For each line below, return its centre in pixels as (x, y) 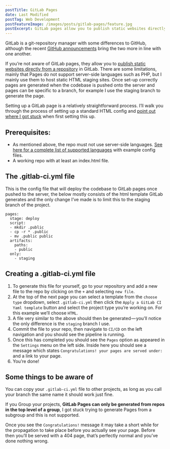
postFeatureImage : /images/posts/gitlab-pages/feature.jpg (69, 24)
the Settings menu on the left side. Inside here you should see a (79, 345)
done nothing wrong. (27, 441)
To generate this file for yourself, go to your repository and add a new (85, 286)
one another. (18, 54)
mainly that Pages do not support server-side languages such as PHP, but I (83, 74)
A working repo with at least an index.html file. (61, 160)
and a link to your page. (37, 356)
